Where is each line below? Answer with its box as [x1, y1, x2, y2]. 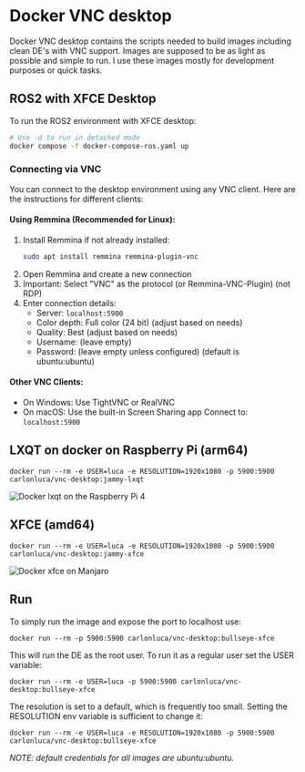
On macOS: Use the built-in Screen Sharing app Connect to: [22, 407, 249, 417]
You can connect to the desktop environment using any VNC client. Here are [9, 183, 296, 194]
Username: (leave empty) [36, 336, 132, 347]
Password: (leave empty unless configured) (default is [36, 345, 239, 356]
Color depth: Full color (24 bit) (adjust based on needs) [36, 316, 243, 328]
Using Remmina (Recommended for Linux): [9, 214, 176, 225]
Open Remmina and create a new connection [22, 268, 192, 279]
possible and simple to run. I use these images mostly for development [9, 55, 275, 66]
